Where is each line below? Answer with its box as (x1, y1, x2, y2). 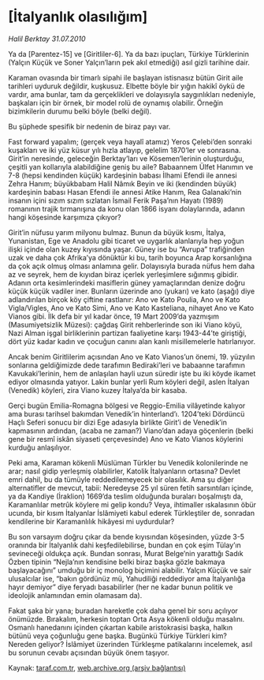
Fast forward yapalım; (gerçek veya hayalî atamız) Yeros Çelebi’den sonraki (8, 136, 252, 146)
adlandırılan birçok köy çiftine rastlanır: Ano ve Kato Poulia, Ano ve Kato (8, 294, 240, 304)
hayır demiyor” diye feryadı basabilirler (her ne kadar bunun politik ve (8, 582, 233, 592)
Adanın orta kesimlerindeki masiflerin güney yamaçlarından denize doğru (8, 278, 246, 287)
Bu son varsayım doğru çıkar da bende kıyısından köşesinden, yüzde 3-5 (8, 532, 245, 541)
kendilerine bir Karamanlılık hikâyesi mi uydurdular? (8, 517, 175, 526)
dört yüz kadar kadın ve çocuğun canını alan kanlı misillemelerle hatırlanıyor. (8, 336, 256, 346)
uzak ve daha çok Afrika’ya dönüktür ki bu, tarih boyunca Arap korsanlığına (8, 252, 252, 262)
